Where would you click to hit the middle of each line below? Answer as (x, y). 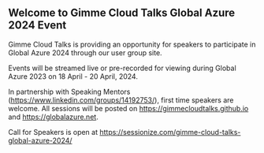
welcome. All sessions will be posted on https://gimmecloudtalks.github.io (128, 108)
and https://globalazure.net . (53, 117)
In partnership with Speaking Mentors (69, 91)
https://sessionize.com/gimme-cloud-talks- (170, 132)
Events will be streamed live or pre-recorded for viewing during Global (122, 68)
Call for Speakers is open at (53, 132)
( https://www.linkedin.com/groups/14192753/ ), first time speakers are (121, 100)
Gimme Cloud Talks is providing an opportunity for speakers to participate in (132, 44)
